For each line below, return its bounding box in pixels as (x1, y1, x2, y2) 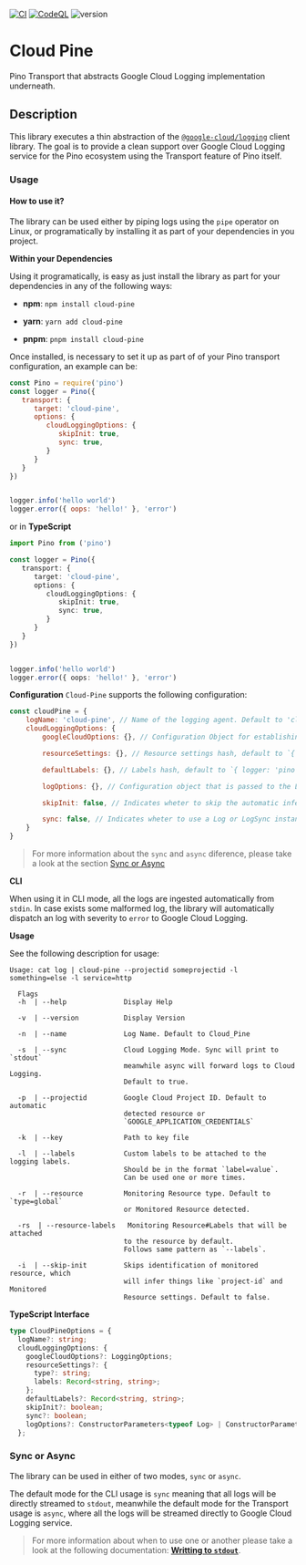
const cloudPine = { (9, 707, 88, 716)
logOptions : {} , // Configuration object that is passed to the (42, 782, 291, 791)
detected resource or (123, 1109, 206, 1118)
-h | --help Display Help (17, 998, 173, 1007)
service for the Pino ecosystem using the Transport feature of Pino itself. (9, 150, 282, 161)
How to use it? (9, 196, 65, 207)
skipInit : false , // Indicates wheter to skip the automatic (42, 798, 280, 807)
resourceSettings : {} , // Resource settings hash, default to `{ (42, 749, 296, 758)
